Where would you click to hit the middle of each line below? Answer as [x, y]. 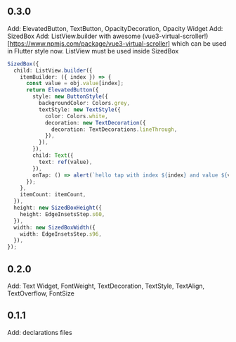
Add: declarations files [40, 332]
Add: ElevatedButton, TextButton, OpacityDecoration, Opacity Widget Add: [115, 28]
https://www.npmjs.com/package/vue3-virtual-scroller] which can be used [118, 43]
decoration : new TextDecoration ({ [95, 122]
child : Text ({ [53, 156]
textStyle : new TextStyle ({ [79, 109]
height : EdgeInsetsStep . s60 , [63, 214]
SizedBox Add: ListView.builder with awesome [74, 36]
